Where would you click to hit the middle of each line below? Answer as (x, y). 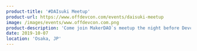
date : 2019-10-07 (27, 33)
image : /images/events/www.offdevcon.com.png (62, 22)
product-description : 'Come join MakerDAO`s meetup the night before (93, 28)
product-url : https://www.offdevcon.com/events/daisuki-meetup (85, 17)
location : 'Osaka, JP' (34, 39)
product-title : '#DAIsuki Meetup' (48, 11)
